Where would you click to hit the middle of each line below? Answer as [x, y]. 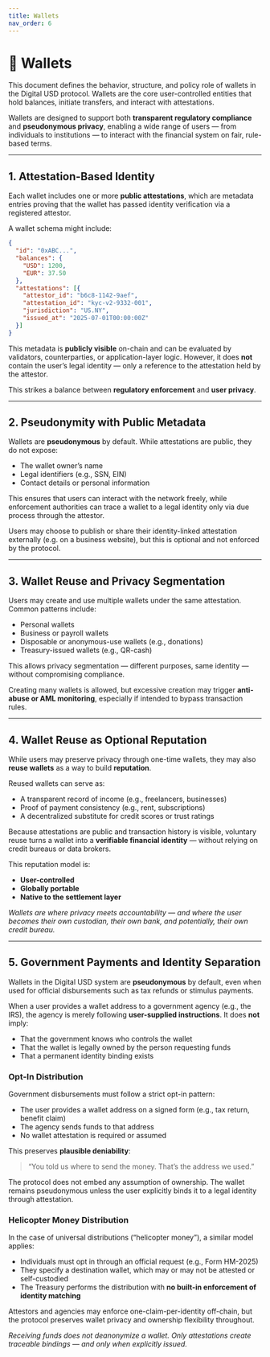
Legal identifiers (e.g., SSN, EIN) [73, 475]
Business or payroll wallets [64, 633]
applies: [21, 1246]
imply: [18, 1023]
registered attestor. [40, 213]
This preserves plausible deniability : [70, 1151]
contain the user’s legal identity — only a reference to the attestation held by [135, 365]
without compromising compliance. [67, 674]
